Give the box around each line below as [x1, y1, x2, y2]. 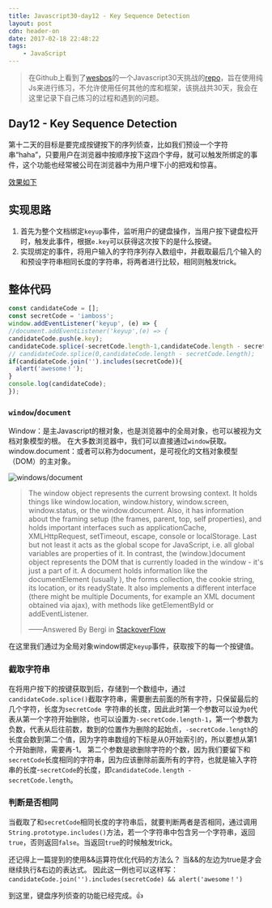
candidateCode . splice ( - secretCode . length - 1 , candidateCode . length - [8, 342, 241, 350]
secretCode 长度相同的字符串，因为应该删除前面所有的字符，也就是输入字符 [8, 755, 257, 765]
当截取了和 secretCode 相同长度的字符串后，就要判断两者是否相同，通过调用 [8, 816, 257, 827]
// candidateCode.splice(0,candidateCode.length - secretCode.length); [8, 349, 255, 358]
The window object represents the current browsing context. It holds [28, 488, 257, 499]
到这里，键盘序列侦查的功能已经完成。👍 [8, 890, 143, 900]
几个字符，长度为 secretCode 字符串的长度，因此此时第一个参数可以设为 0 [8, 704, 251, 713]
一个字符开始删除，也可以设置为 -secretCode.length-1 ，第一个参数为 [29, 714, 259, 724]
